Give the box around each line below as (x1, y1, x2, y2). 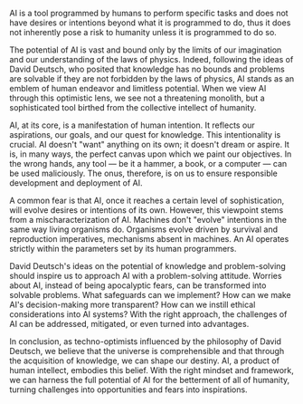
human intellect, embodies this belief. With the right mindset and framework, (9, 365, 294, 375)
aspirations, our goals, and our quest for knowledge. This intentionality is (9, 130, 281, 139)
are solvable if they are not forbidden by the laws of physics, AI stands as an (9, 73, 295, 84)
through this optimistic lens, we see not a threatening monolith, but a (9, 92, 265, 103)
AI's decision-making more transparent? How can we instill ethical (9, 299, 256, 310)
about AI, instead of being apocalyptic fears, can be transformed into (9, 280, 267, 291)
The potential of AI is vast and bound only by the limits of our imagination (9, 44, 282, 55)
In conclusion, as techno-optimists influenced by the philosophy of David (9, 336, 282, 347)
